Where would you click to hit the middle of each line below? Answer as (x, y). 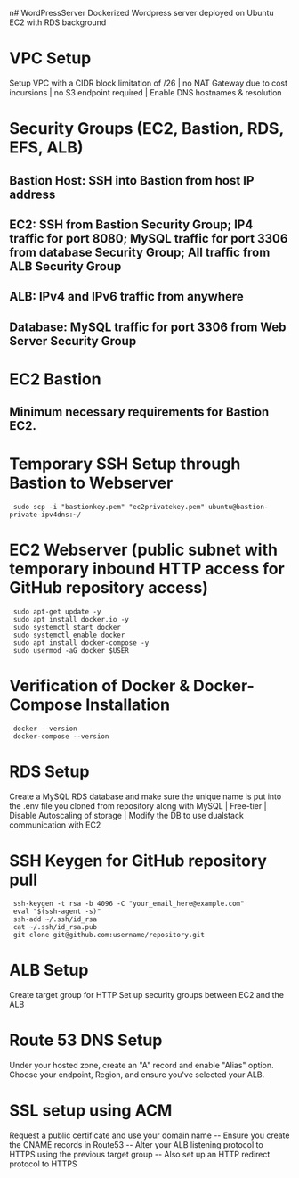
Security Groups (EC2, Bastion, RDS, (147, 129)
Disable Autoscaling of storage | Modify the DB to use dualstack (127, 816)
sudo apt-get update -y (57, 612)
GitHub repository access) (109, 588)
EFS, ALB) (46, 148)
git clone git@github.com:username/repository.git (109, 935)
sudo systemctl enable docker (69, 635)
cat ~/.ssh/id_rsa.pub (55, 927)
